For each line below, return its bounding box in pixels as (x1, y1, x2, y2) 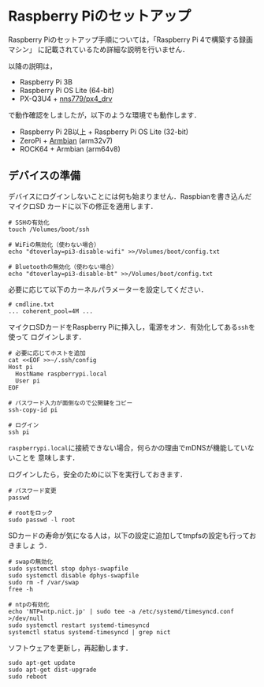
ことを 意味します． (14, 453, 80, 462)
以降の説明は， (8, 61, 57, 71)
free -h (8, 585, 34, 593)
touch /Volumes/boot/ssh (8, 226, 90, 233)
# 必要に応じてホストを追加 (8, 349, 87, 357)
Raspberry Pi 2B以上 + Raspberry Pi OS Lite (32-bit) (19, 127, 189, 136)
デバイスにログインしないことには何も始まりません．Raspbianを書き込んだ (8, 191, 252, 201)
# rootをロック (8, 509, 54, 517)
